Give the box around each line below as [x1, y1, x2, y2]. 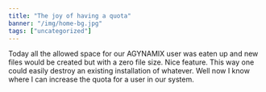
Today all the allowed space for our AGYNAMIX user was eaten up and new [8, 49, 259, 59]
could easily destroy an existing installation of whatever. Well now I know [8, 66, 250, 76]
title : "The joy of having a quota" [8, 11, 131, 20]
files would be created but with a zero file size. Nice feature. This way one [8, 57, 255, 67]
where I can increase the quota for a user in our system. [8, 74, 195, 85]
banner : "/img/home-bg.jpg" [8, 19, 103, 27]
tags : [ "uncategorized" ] [8, 27, 92, 35]
